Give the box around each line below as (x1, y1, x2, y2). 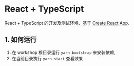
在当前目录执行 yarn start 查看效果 (11, 55, 83, 61)
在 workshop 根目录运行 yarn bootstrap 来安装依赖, (11, 49, 115, 55)
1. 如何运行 (4, 35, 37, 44)
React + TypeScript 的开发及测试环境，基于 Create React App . (4, 20, 130, 26)
